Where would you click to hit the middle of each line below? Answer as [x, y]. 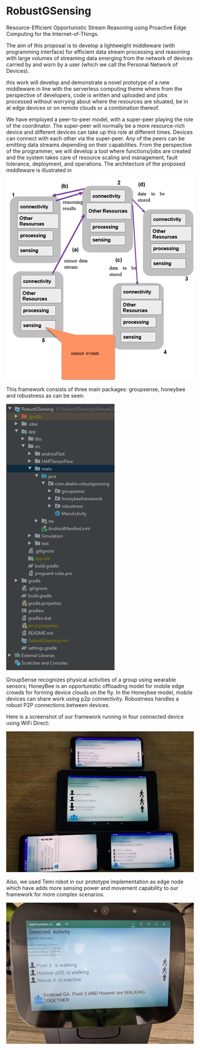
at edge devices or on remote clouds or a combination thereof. [83, 108]
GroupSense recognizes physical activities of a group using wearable [91, 680]
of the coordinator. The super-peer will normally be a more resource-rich [96, 125]
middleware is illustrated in [39, 170]
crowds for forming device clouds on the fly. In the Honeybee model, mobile [99, 692]
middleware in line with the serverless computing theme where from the [94, 88]
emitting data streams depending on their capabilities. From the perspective [99, 145]
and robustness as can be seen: [46, 395]
